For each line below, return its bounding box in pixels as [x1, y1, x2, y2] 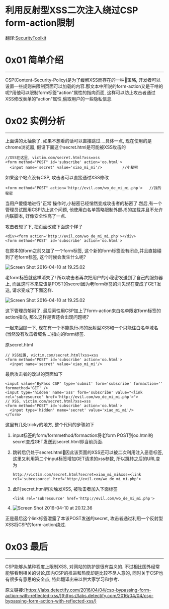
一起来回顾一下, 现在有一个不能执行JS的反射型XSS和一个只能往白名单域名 [5, 324, 158, 331]
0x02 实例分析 [5, 116, 65, 127]
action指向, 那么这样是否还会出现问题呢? [5, 314, 89, 320]
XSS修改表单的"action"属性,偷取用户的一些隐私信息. [5, 95, 113, 101]
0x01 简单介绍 [5, 55, 64, 66]
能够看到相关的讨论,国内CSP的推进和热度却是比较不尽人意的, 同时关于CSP [5, 570, 159, 576]
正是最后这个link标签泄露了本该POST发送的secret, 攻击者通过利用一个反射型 [5, 515, 163, 521]
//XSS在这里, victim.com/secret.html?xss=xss [5, 155, 100, 160]
